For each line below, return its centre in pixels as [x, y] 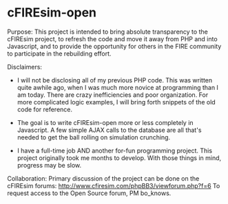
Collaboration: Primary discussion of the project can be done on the [103, 178]
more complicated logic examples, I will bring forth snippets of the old [116, 102]
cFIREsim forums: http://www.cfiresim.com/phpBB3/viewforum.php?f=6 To [114, 185]
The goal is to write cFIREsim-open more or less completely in [105, 122]
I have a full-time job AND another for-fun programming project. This [114, 150]
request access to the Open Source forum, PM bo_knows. [89, 193]
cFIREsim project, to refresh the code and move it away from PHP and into [113, 38]
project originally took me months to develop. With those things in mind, [119, 158]
